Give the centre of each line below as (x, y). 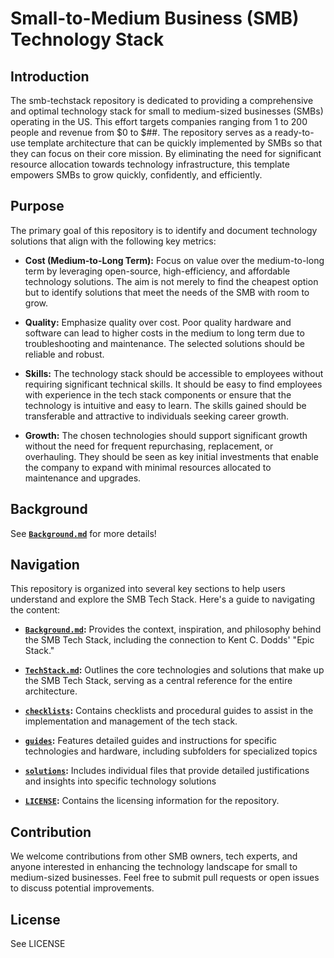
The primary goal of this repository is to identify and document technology (164, 230)
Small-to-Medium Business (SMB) (155, 18)
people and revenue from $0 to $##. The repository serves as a (141, 132)
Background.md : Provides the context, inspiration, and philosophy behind (173, 629)
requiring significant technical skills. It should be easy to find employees (173, 384)
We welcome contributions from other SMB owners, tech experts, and (154, 856)
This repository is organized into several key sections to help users (148, 589)
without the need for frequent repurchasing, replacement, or (149, 446)
